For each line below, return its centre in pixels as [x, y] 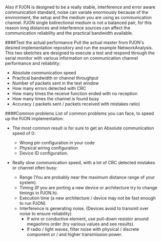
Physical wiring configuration [49, 148]
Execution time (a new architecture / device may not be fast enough [88, 198]
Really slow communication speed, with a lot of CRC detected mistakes [83, 163]
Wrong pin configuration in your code [57, 143]
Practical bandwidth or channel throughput [55, 78]
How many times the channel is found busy [55, 99]
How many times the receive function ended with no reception [75, 93]
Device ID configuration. [44, 153]
